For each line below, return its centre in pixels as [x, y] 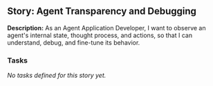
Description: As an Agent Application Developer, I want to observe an [106, 28]
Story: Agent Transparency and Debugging [102, 11]
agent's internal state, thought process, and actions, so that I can [100, 35]
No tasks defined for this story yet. [57, 76]
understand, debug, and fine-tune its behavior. [74, 42]
